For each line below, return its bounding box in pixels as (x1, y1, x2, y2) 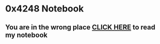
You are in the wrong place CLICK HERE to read (5, 23, 155, 31)
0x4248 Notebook (5, 3, 84, 14)
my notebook (5, 30, 48, 39)
